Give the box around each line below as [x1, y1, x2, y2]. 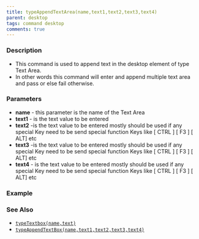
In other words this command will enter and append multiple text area [15, 73, 191, 80]
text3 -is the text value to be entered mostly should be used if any [15, 141, 182, 149]
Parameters [6, 95, 42, 103]
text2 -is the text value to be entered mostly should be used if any [15, 122, 182, 129]
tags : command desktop [6, 20, 64, 26]
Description [6, 46, 42, 55]
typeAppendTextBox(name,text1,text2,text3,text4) [15, 227, 145, 233]
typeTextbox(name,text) [15, 221, 77, 227]
